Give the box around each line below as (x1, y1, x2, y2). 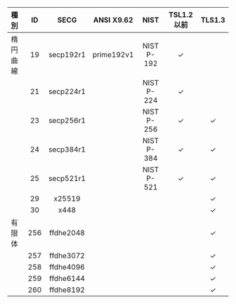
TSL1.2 (168, 10, 193, 20)
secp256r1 (48, 116, 86, 125)
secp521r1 (48, 173, 86, 183)
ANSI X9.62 (93, 15, 133, 25)
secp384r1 (48, 145, 86, 154)
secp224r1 (48, 87, 86, 96)
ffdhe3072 (48, 251, 86, 260)
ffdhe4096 (48, 263, 86, 272)
